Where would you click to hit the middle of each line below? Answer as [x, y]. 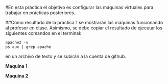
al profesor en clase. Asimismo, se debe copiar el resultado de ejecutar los [84, 28]
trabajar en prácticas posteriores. [40, 13]
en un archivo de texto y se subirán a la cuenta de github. [66, 56]
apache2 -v [17, 43]
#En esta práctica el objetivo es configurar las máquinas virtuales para [79, 7]
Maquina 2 [17, 76]
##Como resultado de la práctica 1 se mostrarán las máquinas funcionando [84, 23]
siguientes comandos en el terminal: [43, 33]
